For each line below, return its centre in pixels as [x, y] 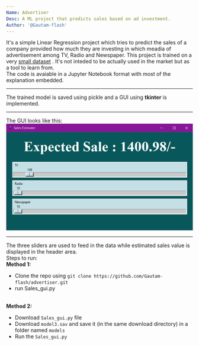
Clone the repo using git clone [53, 276]
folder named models [40, 330]
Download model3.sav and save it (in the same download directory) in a [101, 324]
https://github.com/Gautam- [128, 276]
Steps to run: [22, 258]
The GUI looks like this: [34, 121]
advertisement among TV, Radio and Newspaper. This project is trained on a [99, 55]
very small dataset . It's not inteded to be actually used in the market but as [98, 62]
